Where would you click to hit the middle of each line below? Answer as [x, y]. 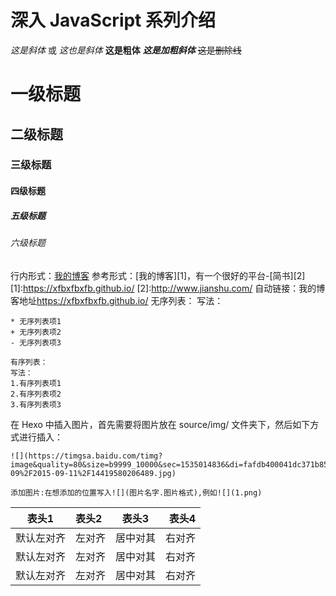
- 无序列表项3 [36, 342]
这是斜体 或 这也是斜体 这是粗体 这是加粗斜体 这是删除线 [126, 50]
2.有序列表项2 [36, 394]
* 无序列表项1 [36, 321]
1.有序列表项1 [36, 383]
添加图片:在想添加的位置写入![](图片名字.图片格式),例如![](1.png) [136, 492]
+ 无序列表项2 [36, 332]
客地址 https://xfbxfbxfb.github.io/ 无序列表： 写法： [117, 300]
